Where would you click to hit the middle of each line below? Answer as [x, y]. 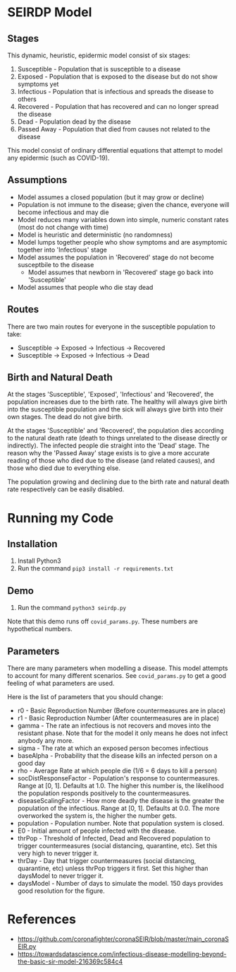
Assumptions [37, 180]
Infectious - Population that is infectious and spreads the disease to [116, 92]
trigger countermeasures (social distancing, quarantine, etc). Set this [117, 846]
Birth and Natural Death [60, 378]
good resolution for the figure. [61, 891]
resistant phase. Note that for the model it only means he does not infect [123, 733]
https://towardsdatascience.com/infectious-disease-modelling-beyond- [122, 954]
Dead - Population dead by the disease [74, 122]
